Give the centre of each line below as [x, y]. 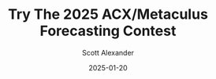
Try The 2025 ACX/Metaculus [108, 14]
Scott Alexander [108, 52]
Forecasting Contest [108, 31]
